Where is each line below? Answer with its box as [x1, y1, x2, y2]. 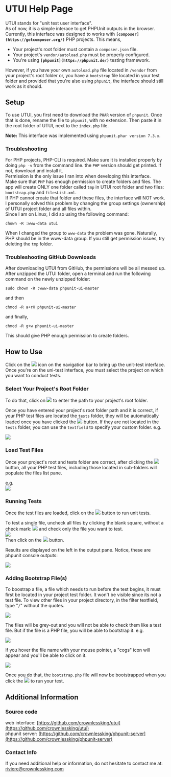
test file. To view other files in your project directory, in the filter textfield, [5, 597, 159, 603]
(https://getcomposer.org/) [5, 37, 65, 42]
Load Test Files [5, 447, 43, 454]
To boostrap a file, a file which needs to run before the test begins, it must [5, 586, 161, 592]
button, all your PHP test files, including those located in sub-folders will [5, 464, 157, 470]
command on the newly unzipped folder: [5, 276, 91, 282]
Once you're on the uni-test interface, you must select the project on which [5, 367, 164, 373]
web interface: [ [5, 720, 39, 726]
